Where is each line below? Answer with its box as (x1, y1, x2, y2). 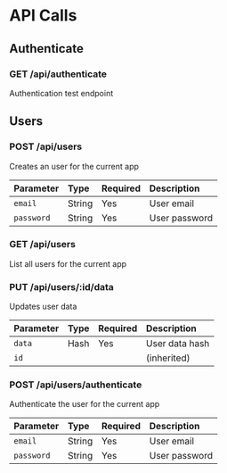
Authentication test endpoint (9, 87, 114, 98)
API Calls (9, 5, 77, 26)
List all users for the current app (9, 258, 127, 269)
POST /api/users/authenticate (9, 378, 142, 391)
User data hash (145, 337, 210, 350)
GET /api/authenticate (9, 68, 108, 80)
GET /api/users (9, 238, 76, 251)
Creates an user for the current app (9, 161, 140, 171)
